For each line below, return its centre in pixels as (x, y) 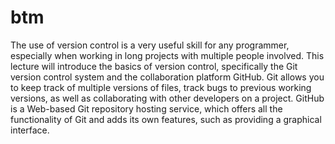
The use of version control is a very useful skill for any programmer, (150, 45)
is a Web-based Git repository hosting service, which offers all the (146, 108)
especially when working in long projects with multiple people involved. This (167, 55)
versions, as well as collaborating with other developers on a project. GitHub (167, 98)
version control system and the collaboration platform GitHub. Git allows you (167, 77)
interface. (30, 130)
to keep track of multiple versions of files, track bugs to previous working (161, 87)
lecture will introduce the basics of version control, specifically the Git (154, 66)
